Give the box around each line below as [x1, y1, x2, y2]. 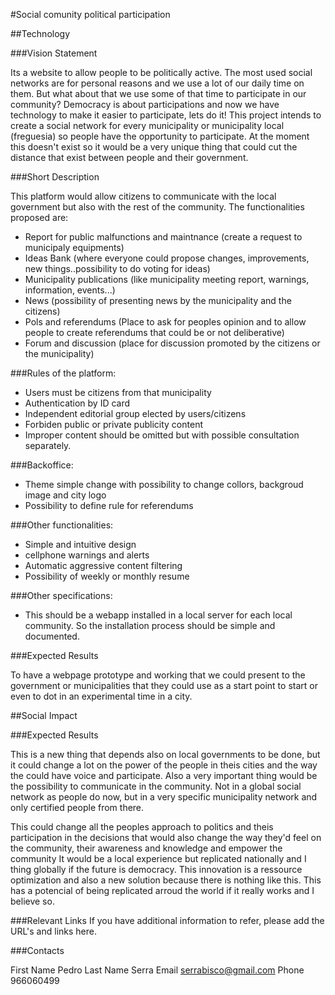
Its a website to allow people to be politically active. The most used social [10, 67, 313, 78]
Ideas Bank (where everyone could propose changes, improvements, [24, 252, 310, 264]
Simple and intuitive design [24, 539, 137, 550]
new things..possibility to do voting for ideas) [24, 263, 211, 274]
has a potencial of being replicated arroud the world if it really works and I [10, 885, 315, 896]
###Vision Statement [10, 47, 98, 59]
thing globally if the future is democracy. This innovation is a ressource [10, 864, 303, 875]
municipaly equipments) [24, 242, 125, 253]
